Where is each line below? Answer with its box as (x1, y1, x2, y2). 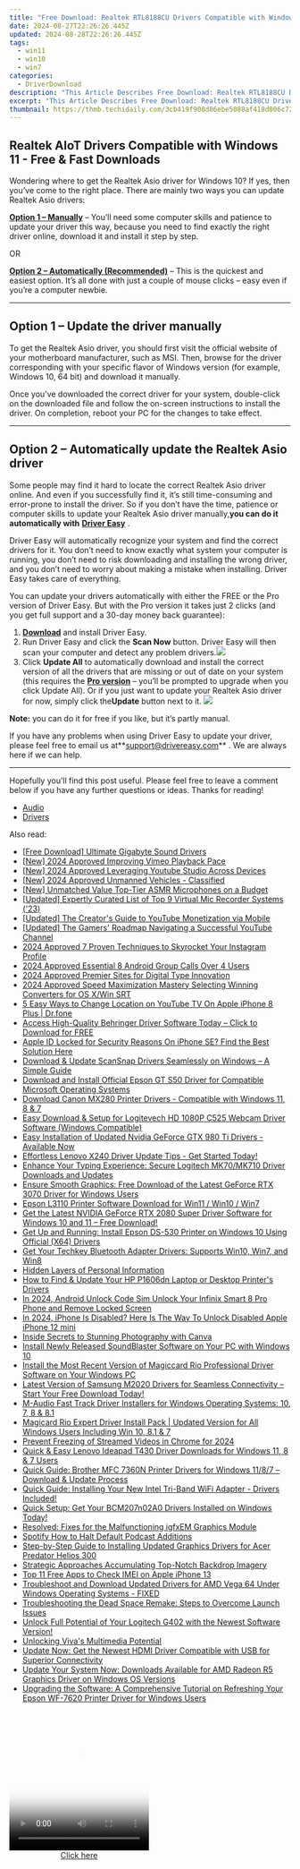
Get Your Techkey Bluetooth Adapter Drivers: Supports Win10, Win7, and (21, 1245, 288, 1256)
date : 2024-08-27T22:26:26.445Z (9, 21, 129, 30)
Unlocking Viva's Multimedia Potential (21, 1635, 162, 1646)
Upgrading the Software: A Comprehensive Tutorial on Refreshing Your (21, 1683, 284, 1694)
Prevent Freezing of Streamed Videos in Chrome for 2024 (21, 1436, 235, 1447)
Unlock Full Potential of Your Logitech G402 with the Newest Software (21, 1617, 281, 1627)
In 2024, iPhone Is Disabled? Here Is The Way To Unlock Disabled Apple (21, 1312, 287, 1323)
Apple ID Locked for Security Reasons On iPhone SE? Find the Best (21, 1036, 270, 1047)
